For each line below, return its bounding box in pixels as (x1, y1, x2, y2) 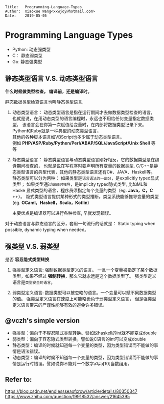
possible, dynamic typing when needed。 (5, 227, 89, 232)
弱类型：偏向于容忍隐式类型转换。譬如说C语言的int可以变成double (12, 336, 146, 342)
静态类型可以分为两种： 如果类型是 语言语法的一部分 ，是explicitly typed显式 (12, 175, 159, 181)
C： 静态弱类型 (12, 52, 43, 58)
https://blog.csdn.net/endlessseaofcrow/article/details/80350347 (5, 388, 138, 394)
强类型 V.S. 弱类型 (5, 242, 60, 251)
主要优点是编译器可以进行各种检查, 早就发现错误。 (12, 210, 114, 216)
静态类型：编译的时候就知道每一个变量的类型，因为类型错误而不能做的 (12, 342, 154, 348)
